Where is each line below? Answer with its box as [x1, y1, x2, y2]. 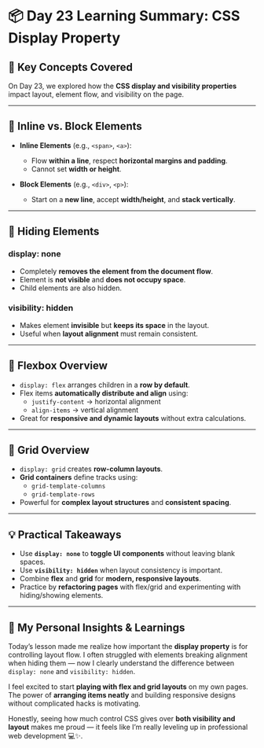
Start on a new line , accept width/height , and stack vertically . [31, 194, 236, 204]
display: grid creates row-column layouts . [19, 464, 163, 473]
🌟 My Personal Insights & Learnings [8, 621, 185, 634]
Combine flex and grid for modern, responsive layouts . [19, 574, 202, 584]
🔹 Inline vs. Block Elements [8, 120, 143, 133]
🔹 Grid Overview [8, 444, 90, 457]
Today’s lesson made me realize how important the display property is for [8, 642, 248, 651]
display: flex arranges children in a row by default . [19, 380, 190, 389]
